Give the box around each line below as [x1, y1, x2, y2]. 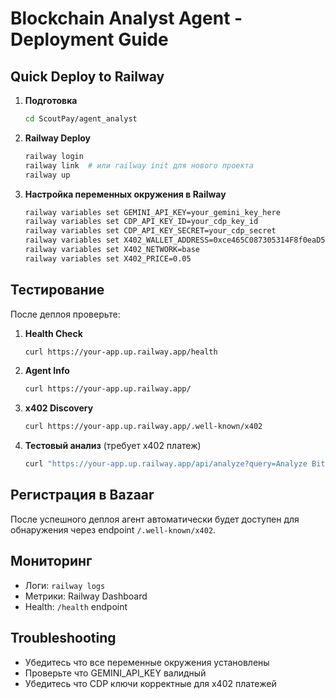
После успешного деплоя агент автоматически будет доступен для [10, 513, 300, 525]
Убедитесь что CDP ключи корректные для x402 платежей [24, 677, 277, 689]
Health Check [24, 327, 83, 339]
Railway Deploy [24, 132, 91, 144]
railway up [24, 170, 71, 180]
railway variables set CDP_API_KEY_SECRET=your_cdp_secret [24, 226, 277, 236]
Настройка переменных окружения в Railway [24, 188, 227, 200]
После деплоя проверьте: [10, 308, 121, 320]
